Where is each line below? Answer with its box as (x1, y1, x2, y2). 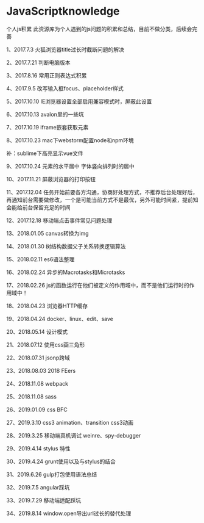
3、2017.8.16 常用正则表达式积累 (6, 71, 87, 79)
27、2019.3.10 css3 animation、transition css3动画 (6, 419, 134, 426)
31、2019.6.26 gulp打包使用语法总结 (6, 471, 97, 478)
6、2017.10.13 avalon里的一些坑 (6, 110, 84, 118)
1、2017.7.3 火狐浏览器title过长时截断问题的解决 (6, 46, 125, 53)
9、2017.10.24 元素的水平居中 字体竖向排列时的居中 (6, 162, 135, 170)
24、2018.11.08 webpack (6, 380, 69, 387)
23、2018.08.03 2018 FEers (6, 367, 76, 374)
